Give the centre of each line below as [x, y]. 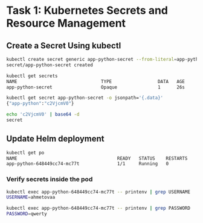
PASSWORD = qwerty [27, 214]
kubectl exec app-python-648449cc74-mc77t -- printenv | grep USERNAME [98, 192]
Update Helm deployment [55, 139]
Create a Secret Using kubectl [64, 46]
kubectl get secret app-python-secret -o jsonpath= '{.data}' [85, 98]
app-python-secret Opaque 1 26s [96, 87]
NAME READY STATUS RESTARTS [97, 158]
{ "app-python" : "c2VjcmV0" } [40, 104]
